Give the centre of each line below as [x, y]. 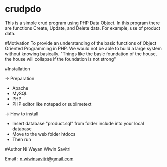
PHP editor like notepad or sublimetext [52, 104]
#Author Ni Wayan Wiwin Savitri [38, 149]
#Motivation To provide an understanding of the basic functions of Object [81, 43]
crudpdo [23, 9]
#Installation [18, 69]
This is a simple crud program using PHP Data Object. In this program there [83, 23]
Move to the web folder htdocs [44, 134]
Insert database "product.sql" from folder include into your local [78, 123]
